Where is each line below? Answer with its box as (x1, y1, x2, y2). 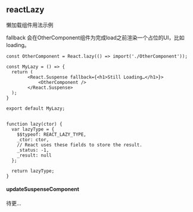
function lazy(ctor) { (6, 121, 63, 127)
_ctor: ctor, (17, 136, 49, 142)
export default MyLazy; (6, 105, 66, 111)
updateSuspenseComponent (6, 186, 79, 193)
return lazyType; (11, 168, 55, 174)
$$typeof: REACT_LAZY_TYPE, (17, 131, 86, 138)
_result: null (17, 152, 52, 158)
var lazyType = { (11, 126, 55, 132)
